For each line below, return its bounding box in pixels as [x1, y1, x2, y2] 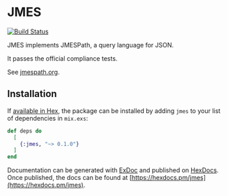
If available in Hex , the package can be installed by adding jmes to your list [7, 106, 221, 115]
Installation [7, 88, 57, 100]
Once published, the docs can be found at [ [7, 174, 132, 182]
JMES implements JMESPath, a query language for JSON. [7, 40, 174, 49]
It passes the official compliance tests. [7, 54, 118, 63]
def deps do [7, 127, 42, 135]
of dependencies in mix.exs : [7, 114, 89, 122]
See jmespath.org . [7, 68, 60, 76]
